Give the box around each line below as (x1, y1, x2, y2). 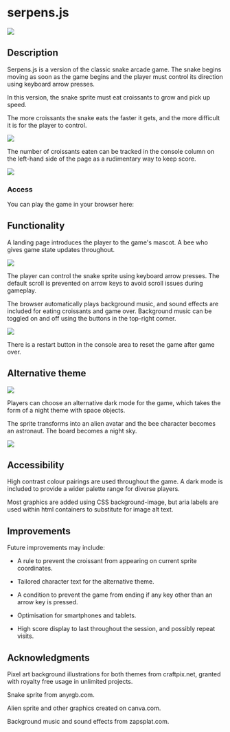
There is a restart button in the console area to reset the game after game (7, 340, 215, 348)
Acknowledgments (7, 652, 91, 663)
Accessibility (7, 459, 65, 471)
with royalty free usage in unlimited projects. (7, 678, 133, 686)
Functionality (7, 220, 65, 231)
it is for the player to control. (7, 121, 87, 129)
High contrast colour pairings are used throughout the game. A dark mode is (7, 477, 223, 485)
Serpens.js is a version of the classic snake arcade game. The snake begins (7, 65, 222, 73)
